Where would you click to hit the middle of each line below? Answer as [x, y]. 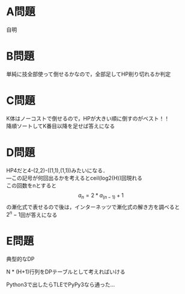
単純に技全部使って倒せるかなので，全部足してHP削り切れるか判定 [89, 74]
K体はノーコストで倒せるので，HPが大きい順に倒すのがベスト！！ [88, 118]
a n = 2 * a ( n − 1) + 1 [101, 196]
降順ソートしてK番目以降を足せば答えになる [61, 126]
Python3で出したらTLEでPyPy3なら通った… [61, 285]
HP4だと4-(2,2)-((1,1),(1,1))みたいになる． [57, 170]
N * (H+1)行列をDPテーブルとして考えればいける [66, 272]
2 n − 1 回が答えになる [32, 214]
